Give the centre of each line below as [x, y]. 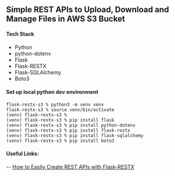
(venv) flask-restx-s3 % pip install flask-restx [68, 130]
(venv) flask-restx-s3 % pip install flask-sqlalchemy [75, 135]
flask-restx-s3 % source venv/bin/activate [60, 110]
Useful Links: [23, 154]
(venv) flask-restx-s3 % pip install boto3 [60, 141]
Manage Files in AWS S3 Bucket [66, 19]
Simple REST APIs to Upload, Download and [87, 10]
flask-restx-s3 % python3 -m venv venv [55, 105]
